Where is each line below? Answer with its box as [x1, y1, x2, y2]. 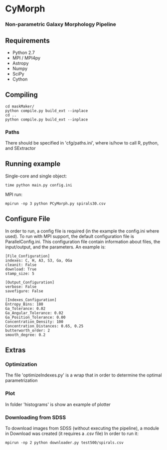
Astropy [12, 60, 29, 66]
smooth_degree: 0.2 [5, 332, 46, 337]
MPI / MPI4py [12, 54, 41, 60]
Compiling [5, 90, 38, 99]
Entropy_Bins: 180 [5, 301, 43, 306]
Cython [12, 76, 28, 82]
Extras [5, 346, 26, 354]
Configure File [5, 214, 50, 223]
